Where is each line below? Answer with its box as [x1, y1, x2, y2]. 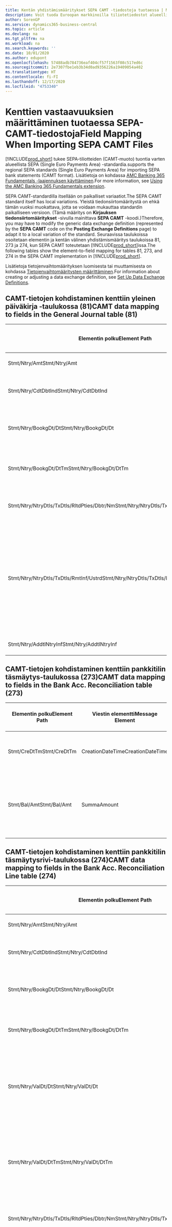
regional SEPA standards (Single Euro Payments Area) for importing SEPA [5, 166, 160, 172]
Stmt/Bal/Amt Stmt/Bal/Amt [8, 801, 72, 809]
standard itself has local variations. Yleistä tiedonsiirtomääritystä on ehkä [5, 198, 160, 204]
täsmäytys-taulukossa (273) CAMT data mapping [5, 673, 165, 681]
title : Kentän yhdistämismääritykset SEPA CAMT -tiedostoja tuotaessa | [5, 7, 164, 13]
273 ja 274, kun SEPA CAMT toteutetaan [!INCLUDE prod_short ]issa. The [5, 242, 156, 248]
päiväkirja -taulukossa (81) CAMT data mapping [5, 302, 160, 311]
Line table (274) [5, 871, 56, 880]
